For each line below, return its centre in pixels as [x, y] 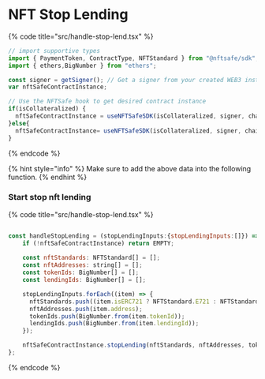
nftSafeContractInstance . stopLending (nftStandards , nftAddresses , [134, 345]
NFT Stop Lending [68, 15]
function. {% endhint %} [48, 177]
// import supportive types [54, 51]
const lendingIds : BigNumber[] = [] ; [84, 280]
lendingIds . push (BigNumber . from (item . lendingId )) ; [114, 324]
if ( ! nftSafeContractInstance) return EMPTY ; [99, 243]
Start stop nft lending [50, 197]
